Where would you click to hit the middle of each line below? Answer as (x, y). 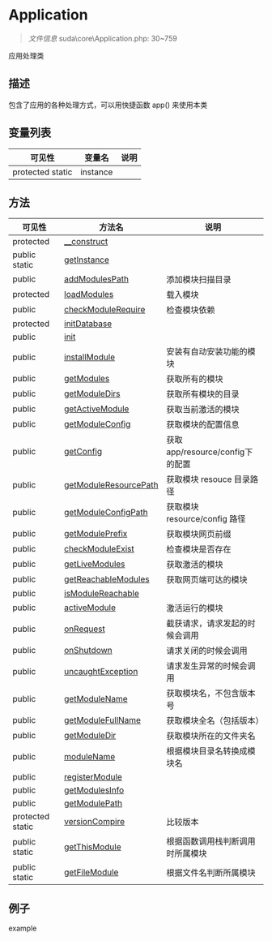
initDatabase (88, 324)
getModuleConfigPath (106, 513)
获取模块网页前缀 (198, 535)
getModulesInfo (94, 790)
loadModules (89, 294)
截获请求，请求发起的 (206, 624)
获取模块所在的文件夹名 (210, 736)
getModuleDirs (92, 393)
